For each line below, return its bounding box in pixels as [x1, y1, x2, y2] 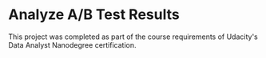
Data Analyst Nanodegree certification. [8, 40, 137, 49]
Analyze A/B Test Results [8, 6, 180, 24]
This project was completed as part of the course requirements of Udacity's [8, 32, 258, 41]
